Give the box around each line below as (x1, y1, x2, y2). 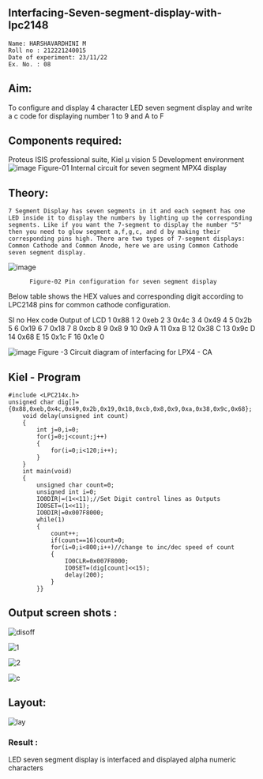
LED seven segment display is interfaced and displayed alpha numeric (8, 755, 237, 764)
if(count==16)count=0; (50, 536, 126, 544)
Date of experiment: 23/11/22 (8, 53, 108, 62)
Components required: (8, 134, 122, 148)
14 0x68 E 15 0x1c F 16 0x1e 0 (8, 332, 105, 342)
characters (8, 762, 43, 773)
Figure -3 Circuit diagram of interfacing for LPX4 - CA (38, 348, 212, 357)
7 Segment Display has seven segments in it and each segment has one (8, 207, 246, 216)
